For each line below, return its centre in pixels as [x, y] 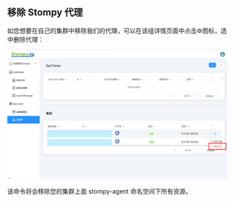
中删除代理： [25, 39]
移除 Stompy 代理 [45, 13]
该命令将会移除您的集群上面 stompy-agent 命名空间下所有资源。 [100, 191]
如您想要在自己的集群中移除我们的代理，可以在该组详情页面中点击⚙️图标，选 [117, 31]
